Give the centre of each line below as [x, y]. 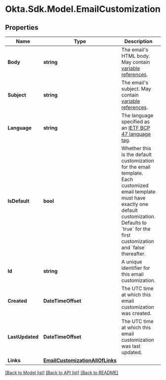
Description [138, 41]
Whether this [136, 148]
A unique [132, 262]
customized [135, 186]
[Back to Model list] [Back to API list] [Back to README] [62, 373]
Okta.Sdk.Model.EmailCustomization [83, 9]
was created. [136, 313]
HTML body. [136, 56]
